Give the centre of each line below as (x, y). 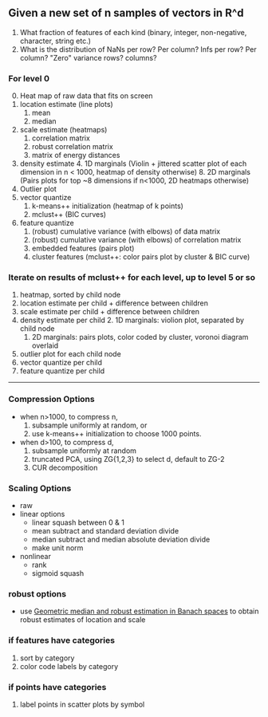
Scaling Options (40, 488)
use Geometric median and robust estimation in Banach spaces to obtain (139, 611)
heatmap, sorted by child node (70, 295)
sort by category (47, 658)
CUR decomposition (65, 467)
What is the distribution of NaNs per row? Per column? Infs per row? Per (138, 49)
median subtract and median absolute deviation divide (121, 539)
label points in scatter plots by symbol (82, 704)
